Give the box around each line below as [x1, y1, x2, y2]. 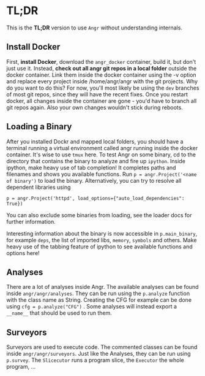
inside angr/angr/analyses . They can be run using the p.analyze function [6, 290, 190, 297]
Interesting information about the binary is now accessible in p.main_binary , [6, 229, 198, 237]
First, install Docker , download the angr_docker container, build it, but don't [6, 58, 196, 65]
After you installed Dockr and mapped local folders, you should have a [6, 137, 184, 145]
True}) [6, 201, 23, 207]
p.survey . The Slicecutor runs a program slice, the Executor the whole [6, 356, 185, 364]
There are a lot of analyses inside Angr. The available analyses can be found [6, 283, 199, 291]
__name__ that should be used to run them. [6, 309, 112, 317]
